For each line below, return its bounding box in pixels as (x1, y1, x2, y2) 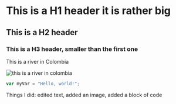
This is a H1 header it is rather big (6, 4, 171, 18)
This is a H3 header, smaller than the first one (6, 45, 138, 53)
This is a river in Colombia (6, 58, 69, 65)
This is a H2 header (6, 27, 78, 37)
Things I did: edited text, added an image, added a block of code (6, 91, 163, 98)
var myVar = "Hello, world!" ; (6, 81, 80, 86)
